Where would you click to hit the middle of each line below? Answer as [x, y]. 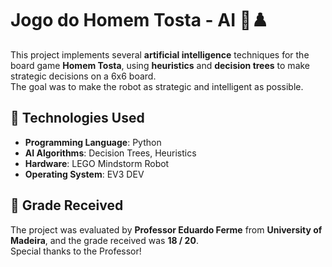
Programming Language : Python [93, 142]
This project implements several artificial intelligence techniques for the [160, 54]
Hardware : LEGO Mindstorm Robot [97, 163]
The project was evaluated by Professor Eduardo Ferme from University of [166, 229]
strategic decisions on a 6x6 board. [83, 76]
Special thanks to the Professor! [76, 251]
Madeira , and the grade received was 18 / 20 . [104, 240]
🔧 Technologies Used [77, 118]
